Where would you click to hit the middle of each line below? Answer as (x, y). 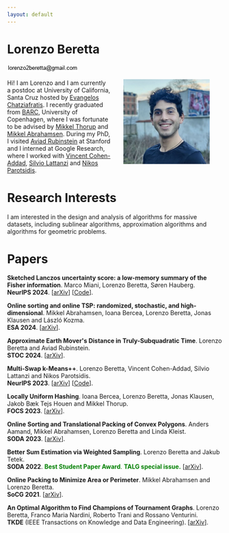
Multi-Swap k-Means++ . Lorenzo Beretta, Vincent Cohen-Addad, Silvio (108, 369)
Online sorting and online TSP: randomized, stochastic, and (93, 306)
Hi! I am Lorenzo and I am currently (56, 83)
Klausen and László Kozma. (46, 320)
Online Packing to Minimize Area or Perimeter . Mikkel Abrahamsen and (109, 480)
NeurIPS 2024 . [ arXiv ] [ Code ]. (50, 293)
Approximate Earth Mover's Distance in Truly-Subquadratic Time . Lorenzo (114, 341)
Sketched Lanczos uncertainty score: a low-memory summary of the (107, 278)
